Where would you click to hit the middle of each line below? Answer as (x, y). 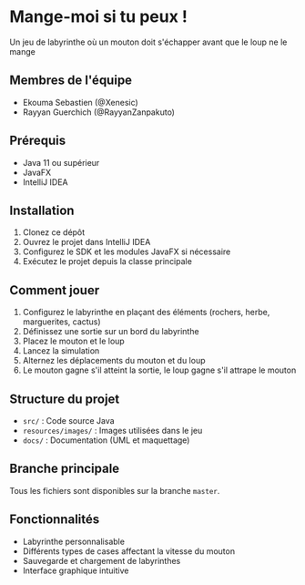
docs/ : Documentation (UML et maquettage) (106, 440)
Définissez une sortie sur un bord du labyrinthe (111, 332)
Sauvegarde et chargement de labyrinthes (102, 560)
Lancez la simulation (61, 351)
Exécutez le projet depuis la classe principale (107, 262)
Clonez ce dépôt (54, 232)
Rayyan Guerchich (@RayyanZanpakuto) (99, 112)
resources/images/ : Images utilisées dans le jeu (112, 431)
